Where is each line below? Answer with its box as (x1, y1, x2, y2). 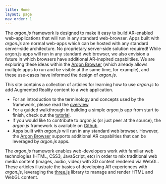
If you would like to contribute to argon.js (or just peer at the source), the (12, 117, 161, 124)
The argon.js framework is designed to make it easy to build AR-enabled (5, 30, 153, 36)
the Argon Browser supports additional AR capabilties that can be (12, 133, 146, 139)
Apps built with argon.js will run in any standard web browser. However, (12, 128, 159, 134)
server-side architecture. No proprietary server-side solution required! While (5, 46, 161, 52)
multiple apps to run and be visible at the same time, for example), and (5, 67, 149, 73)
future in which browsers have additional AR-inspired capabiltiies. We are (5, 56, 155, 62)
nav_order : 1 (5, 16, 32, 21)
